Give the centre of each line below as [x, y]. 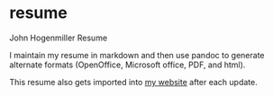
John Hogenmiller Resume [59, 38]
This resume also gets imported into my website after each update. [134, 82]
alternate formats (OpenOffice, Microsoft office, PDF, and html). [127, 65]
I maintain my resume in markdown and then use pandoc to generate [137, 55]
